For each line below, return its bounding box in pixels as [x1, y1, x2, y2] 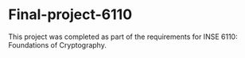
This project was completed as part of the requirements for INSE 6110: [8, 32, 238, 41]
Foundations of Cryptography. [8, 40, 107, 49]
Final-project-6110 [8, 6, 133, 24]
